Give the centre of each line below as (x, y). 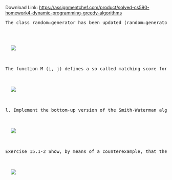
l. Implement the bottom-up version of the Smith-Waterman (81, 110)
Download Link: (22, 7)
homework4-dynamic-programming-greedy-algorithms (64, 13)
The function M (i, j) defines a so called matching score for (86, 69)
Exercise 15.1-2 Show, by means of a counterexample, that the (86, 152)
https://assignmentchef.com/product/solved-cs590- (94, 7)
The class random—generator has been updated (63, 23)
